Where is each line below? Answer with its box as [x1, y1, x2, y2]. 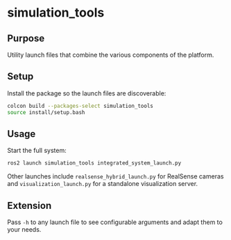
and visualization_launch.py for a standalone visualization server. [7, 180, 198, 188]
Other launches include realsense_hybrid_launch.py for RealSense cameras [7, 172, 224, 181]
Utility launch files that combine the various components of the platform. [7, 50, 214, 59]
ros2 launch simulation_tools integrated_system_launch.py [7, 160, 182, 167]
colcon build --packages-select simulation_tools [7, 102, 154, 109]
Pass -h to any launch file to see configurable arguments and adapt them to [7, 218, 223, 226]
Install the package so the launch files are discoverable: [7, 89, 166, 98]
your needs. [7, 225, 42, 234]
